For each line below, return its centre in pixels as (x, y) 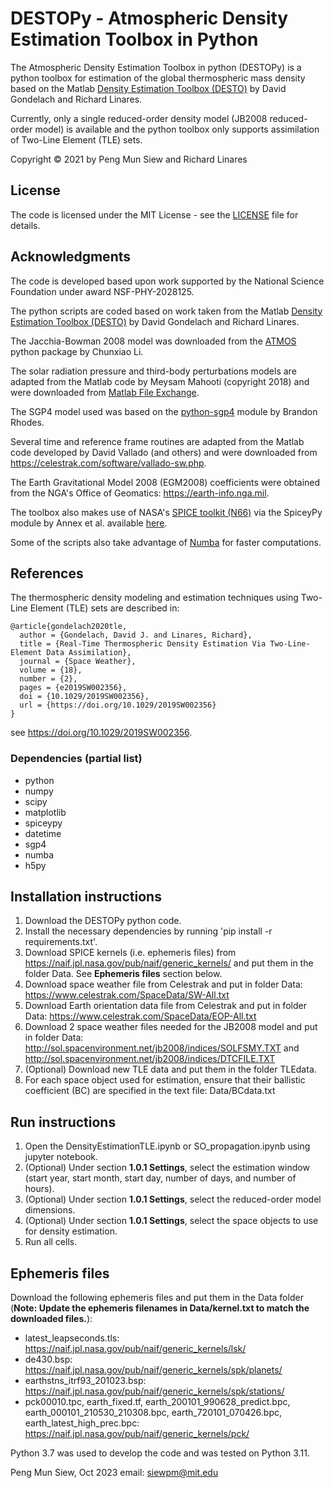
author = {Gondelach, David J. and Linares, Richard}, (136, 635)
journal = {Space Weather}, (78, 662)
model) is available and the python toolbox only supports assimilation (177, 129)
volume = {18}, (51, 670)
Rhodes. (27, 422)
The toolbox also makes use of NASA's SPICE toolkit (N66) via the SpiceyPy (166, 512)
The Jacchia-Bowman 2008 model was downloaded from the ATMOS (153, 341)
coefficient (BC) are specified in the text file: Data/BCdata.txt (150, 1091)
